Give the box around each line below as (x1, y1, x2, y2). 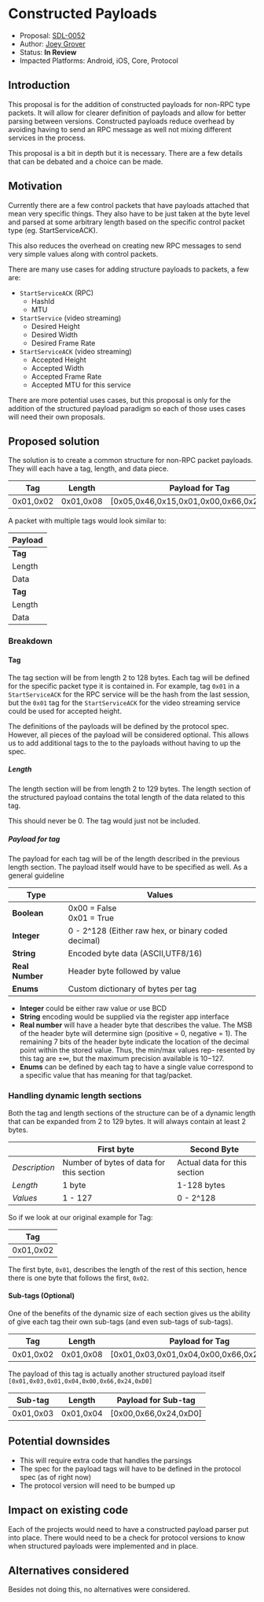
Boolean (12, 908, 44, 919)
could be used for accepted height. (8, 706, 122, 716)
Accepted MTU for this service (31, 379, 131, 390)
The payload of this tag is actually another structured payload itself (8, 1369, 225, 1378)
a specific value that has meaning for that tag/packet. (19, 1071, 193, 1080)
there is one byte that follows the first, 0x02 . (8, 1273, 149, 1282)
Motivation (8, 179, 63, 193)
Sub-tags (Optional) (8, 1291, 75, 1300)
